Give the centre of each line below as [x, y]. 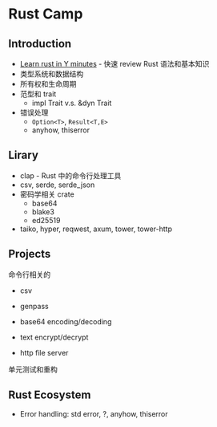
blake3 [43, 211]
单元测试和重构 [33, 369]
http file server [44, 352]
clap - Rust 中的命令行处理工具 [70, 175]
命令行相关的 [29, 274]
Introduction [40, 44]
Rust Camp [46, 14]
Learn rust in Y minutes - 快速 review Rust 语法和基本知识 [115, 64]
